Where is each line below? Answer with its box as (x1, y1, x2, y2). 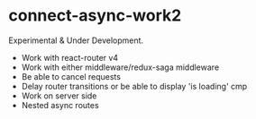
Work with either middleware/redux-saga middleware (21, 62, 220, 72)
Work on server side (21, 90, 97, 101)
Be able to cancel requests (21, 71, 121, 81)
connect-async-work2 (8, 5, 182, 26)
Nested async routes (21, 99, 100, 110)
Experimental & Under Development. (8, 35, 144, 46)
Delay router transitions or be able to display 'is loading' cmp (21, 81, 248, 91)
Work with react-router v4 (21, 52, 119, 63)
